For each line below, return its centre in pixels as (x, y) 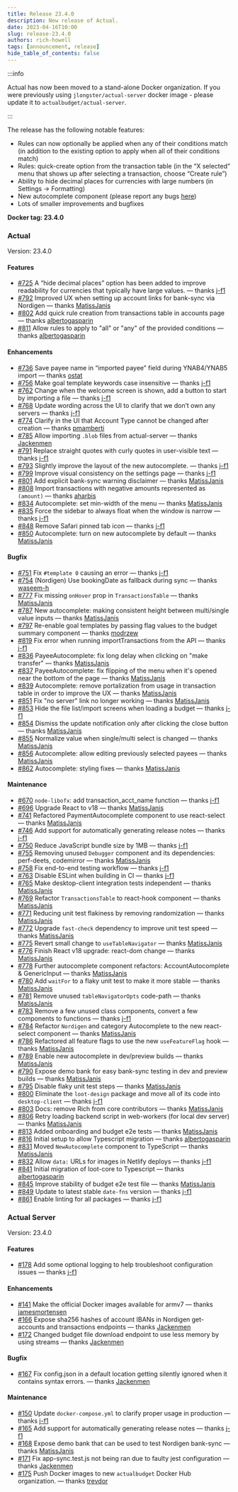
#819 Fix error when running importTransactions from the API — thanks (121, 640)
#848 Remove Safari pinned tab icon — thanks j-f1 (91, 525)
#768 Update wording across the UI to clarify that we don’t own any (117, 405)
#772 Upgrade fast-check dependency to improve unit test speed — (118, 928)
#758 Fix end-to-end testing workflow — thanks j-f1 (93, 867)
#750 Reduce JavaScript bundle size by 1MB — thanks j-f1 (103, 845)
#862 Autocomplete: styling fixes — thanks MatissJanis (99, 768)
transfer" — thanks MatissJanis (63, 663)
